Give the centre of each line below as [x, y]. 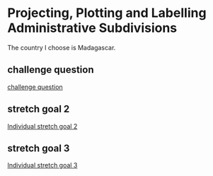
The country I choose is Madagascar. [62, 47]
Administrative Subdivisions [92, 28]
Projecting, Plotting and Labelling [107, 13]
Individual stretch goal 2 [42, 126]
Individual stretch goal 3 [42, 165]
